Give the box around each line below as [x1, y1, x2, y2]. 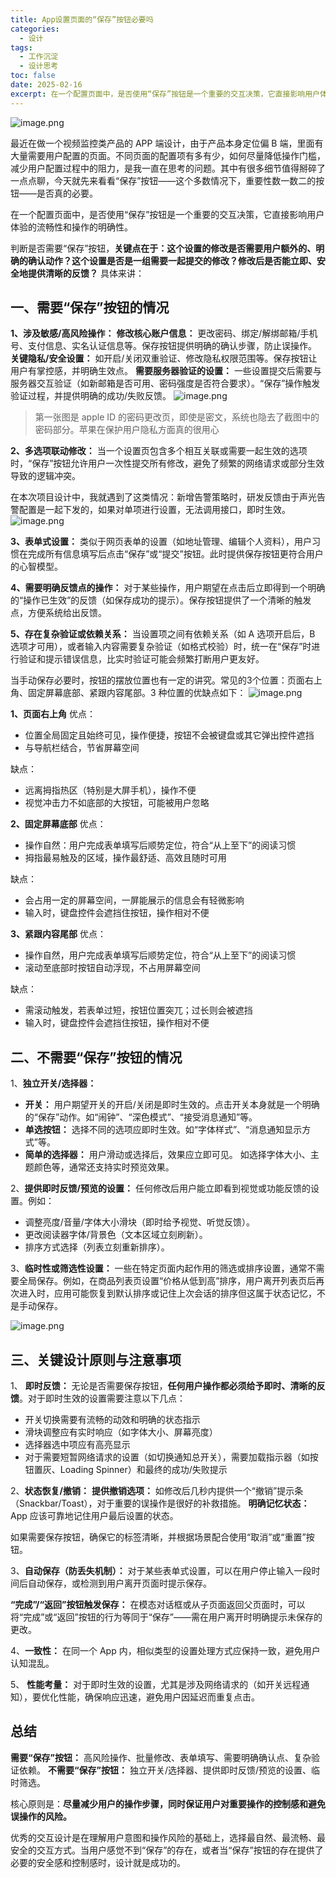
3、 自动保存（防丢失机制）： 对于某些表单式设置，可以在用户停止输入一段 [10, 1565, 312, 1577]
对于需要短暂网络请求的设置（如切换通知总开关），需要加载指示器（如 [24, 1451, 310, 1463]
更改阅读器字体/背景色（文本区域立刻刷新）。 [24, 1229, 208, 1241]
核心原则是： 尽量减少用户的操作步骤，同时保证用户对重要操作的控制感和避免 [10, 1797, 326, 1810]
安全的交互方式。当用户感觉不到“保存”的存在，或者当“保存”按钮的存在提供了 [10, 1844, 324, 1856]
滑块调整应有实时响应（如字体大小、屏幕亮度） [24, 1426, 218, 1438]
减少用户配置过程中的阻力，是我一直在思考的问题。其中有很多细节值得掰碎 [10, 162, 317, 174]
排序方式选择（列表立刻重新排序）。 [24, 1241, 170, 1253]
